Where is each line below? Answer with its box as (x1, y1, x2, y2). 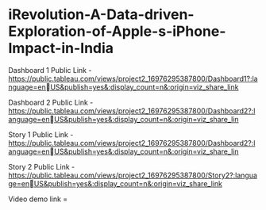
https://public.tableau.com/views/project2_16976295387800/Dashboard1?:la (8, 74, 258, 83)
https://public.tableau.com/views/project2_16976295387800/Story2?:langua (8, 170, 258, 180)
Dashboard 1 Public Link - (8, 65, 92, 74)
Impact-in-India (8, 40, 114, 57)
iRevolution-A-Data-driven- (8, 6, 195, 24)
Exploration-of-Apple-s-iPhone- (8, 22, 226, 40)
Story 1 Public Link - (8, 129, 74, 139)
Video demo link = (8, 194, 68, 204)
